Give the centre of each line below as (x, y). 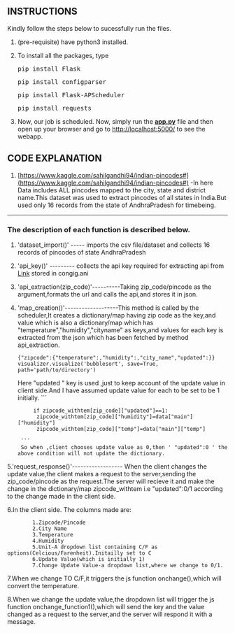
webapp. (30, 136)
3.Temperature (53, 534)
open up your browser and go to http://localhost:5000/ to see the (111, 129)
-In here (201, 183)
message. (21, 621)
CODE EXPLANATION (55, 158)
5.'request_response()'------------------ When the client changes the (107, 466)
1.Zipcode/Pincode (59, 522)
